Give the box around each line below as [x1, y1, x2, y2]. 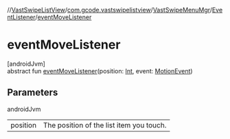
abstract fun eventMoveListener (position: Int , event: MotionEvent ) [7, 66, 194, 75]
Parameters [7, 87, 58, 99]
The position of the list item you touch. [43, 120, 167, 129]
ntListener [7, 13, 36, 21]
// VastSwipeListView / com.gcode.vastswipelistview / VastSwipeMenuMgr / [7, 6, 213, 14]
